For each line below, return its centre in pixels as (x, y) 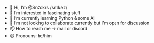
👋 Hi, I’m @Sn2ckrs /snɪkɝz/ (38, 8)
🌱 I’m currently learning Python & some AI (52, 18)
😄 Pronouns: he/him (31, 36)
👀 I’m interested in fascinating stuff (45, 13)
